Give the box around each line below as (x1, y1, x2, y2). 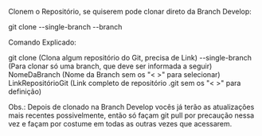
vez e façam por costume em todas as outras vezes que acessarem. (8, 119, 233, 128)
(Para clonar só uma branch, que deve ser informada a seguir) (8, 61, 213, 71)
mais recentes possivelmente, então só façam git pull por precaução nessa (8, 111, 255, 120)
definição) (8, 87, 42, 96)
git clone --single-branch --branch (8, 22, 123, 31)
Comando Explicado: (8, 37, 77, 47)
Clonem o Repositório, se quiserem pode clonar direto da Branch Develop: (8, 7, 252, 16)
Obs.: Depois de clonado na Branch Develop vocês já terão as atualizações (8, 103, 255, 111)
